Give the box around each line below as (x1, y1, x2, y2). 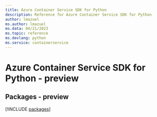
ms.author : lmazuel (5, 21, 46, 27)
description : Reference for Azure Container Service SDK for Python (5, 12, 152, 17)
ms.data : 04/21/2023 (5, 26, 49, 31)
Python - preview (5, 73, 79, 84)
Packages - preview (5, 93, 69, 101)
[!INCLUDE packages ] (5, 106, 51, 112)
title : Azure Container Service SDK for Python (5, 7, 107, 13)
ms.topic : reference (5, 31, 49, 36)
